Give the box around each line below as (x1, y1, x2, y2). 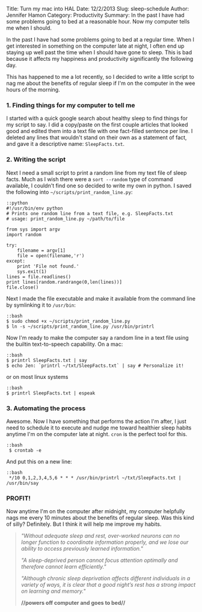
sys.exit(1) (17, 268, 47, 275)
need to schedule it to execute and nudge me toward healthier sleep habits (6, 424, 192, 431)
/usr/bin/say (6, 480, 39, 486)
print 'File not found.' (17, 263, 79, 269)
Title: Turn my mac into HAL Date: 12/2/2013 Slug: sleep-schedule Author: (6, 5, 189, 12)
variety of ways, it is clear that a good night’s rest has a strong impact (20, 581, 196, 589)
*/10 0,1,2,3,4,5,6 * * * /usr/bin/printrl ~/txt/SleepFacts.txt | (8, 475, 182, 481)
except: (6, 258, 26, 264)
